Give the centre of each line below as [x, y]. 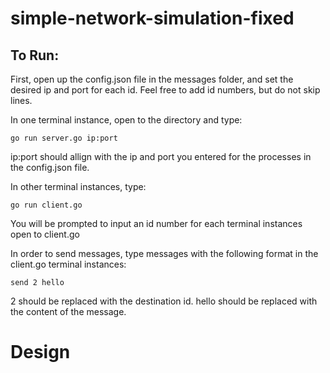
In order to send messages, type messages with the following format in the [164, 253]
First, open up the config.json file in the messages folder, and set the [152, 79]
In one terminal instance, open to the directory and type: [126, 120]
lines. [21, 100]
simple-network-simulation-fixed [152, 18]
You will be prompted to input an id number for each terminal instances [156, 223]
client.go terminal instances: [68, 264]
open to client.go [45, 234]
